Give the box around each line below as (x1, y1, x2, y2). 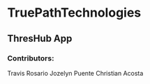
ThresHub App (7, 33, 73, 44)
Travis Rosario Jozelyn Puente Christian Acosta (7, 69, 144, 77)
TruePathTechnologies (7, 5, 142, 21)
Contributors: (7, 53, 54, 63)
